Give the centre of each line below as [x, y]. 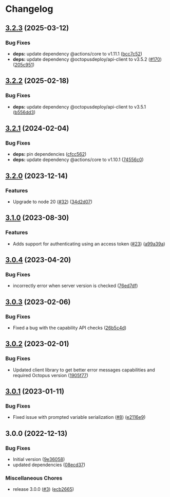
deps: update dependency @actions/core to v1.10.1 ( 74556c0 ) [78, 159]
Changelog [29, 9]
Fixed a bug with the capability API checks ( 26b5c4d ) [70, 328]
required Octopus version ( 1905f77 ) [51, 375]
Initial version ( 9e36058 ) [39, 459]
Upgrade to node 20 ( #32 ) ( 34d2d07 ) [52, 202]
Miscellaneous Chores [34, 478]
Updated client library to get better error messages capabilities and [84, 370]
